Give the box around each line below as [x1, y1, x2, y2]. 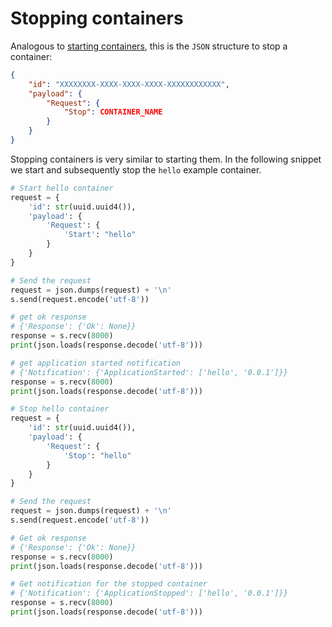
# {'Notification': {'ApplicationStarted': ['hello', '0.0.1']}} [10, 367, 288, 377]
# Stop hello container [10, 404, 110, 414]
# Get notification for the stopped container [10, 579, 208, 589]
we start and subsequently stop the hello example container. [10, 163, 262, 176]
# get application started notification [10, 358, 182, 368]
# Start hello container [10, 183, 114, 193]
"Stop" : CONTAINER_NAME [63, 107, 163, 117]
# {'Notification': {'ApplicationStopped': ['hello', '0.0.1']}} [10, 588, 288, 599]
